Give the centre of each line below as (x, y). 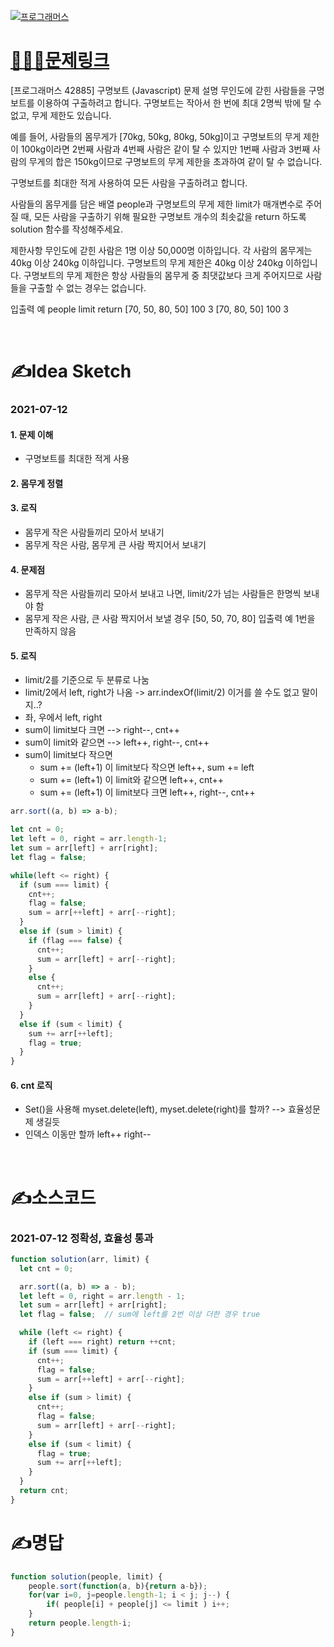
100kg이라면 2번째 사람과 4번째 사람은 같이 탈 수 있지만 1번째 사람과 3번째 (165, 149)
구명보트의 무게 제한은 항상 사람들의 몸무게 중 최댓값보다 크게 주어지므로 (163, 275)
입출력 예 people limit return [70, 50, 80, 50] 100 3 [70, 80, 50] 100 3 (149, 309)
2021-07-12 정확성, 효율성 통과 (82, 1238)
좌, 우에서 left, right (63, 717)
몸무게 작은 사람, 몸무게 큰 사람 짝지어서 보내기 (115, 545)
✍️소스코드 (53, 1197)
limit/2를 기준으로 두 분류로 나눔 (87, 680)
